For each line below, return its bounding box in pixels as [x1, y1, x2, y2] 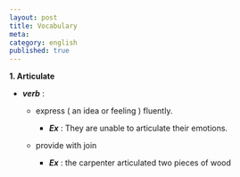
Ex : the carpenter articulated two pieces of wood [48, 157, 232, 168]
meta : [9, 29, 29, 38]
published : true [9, 46, 70, 55]
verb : [21, 88, 45, 99]
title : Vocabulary [9, 21, 78, 30]
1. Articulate [9, 71, 55, 81]
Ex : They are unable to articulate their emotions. [48, 122, 228, 134]
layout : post [9, 13, 58, 22]
